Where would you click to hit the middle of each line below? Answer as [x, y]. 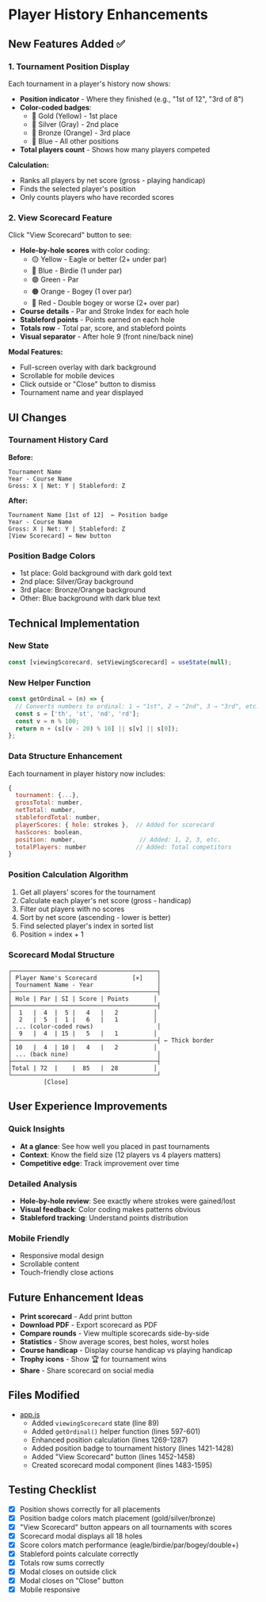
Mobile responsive [50, 1590]
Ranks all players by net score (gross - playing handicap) [112, 180]
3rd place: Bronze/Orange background [83, 590]
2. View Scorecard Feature [60, 217]
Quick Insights [37, 1129]
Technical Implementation [74, 623]
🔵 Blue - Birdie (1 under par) [77, 270]
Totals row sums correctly [62, 1563]
